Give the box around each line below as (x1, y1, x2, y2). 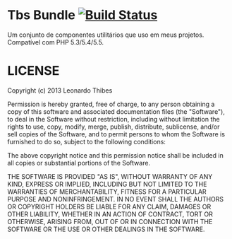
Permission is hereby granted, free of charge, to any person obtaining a (7, 100, 215, 108)
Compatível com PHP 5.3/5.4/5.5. (7, 37, 104, 46)
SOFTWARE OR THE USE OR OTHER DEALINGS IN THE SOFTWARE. (7, 225, 205, 233)
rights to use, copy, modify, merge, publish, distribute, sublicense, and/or (7, 122, 220, 131)
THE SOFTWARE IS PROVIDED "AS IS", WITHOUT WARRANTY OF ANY (7, 172, 213, 180)
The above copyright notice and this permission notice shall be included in (7, 151, 224, 159)
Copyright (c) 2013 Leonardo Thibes (7, 86, 113, 95)
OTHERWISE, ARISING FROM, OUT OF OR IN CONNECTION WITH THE (7, 217, 213, 226)
